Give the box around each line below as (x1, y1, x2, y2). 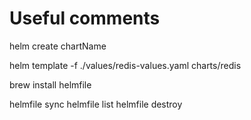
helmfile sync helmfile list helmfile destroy (9, 98, 183, 110)
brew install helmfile (9, 78, 92, 91)
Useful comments (9, 7, 161, 30)
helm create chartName (9, 40, 107, 52)
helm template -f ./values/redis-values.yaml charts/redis (9, 59, 242, 71)
